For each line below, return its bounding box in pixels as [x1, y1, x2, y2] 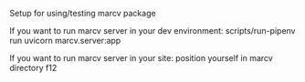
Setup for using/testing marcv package [9, 8, 157, 18]
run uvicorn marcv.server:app [9, 36, 121, 46]
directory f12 [9, 63, 58, 73]
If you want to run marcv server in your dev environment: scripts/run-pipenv [9, 26, 296, 36]
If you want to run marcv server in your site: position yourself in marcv [9, 53, 274, 63]
